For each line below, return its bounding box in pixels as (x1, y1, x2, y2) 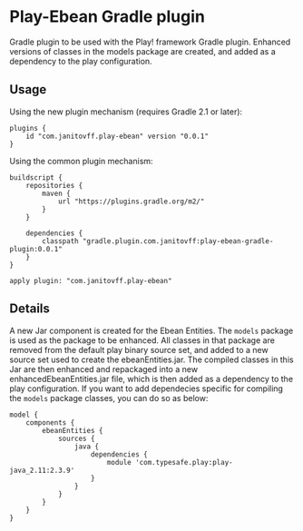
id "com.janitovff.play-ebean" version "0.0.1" (25, 132, 209, 141)
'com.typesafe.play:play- (134, 457, 233, 467)
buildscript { (9, 172, 64, 182)
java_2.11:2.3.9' (9, 466, 75, 475)
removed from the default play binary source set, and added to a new (9, 344, 269, 355)
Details (9, 301, 50, 317)
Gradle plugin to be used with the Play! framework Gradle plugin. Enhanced (9, 36, 291, 47)
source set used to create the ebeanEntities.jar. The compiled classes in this (9, 354, 294, 365)
